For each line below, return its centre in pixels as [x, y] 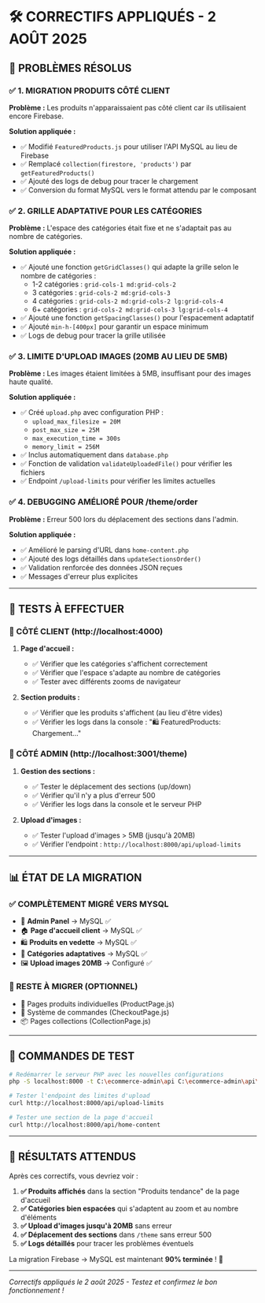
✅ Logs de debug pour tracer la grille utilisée [93, 336]
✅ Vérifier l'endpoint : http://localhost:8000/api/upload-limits [136, 844]
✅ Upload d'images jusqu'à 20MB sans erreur [96, 1226]
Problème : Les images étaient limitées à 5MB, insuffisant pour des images [130, 374]
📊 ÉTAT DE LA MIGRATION [75, 878]
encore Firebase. [36, 116]
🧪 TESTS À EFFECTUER [67, 609]
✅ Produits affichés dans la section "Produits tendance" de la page [130, 1191]
